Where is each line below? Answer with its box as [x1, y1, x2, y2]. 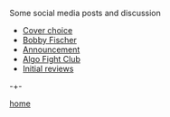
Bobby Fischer [22, 35, 77, 45]
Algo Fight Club [22, 54, 81, 64]
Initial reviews [22, 63, 74, 74]
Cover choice [22, 25, 73, 35]
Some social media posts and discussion [9, 8, 161, 18]
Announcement [22, 44, 80, 55]
